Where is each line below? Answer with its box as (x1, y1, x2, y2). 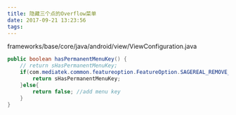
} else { (20, 82, 39, 89)
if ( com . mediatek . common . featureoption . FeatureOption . (20, 69, 181, 76)
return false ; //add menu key (32, 88, 121, 95)
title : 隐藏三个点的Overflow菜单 (7, 10, 97, 17)
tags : (7, 23, 23, 30)
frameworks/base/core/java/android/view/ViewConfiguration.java (7, 43, 197, 51)
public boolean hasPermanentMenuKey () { (7, 56, 128, 63)
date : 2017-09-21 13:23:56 (7, 17, 86, 24)
